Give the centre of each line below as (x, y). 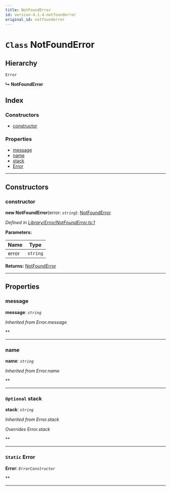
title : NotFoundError (28, 10)
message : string (23, 312)
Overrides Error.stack (28, 429)
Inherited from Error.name (33, 371)
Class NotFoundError (50, 44)
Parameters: (19, 232)
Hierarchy (21, 63)
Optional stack (24, 398)
